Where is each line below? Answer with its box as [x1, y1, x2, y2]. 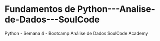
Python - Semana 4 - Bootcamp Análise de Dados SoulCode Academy [4, 30, 148, 36]
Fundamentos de [4, 3, 75, 15]
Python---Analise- [77, 3, 156, 15]
